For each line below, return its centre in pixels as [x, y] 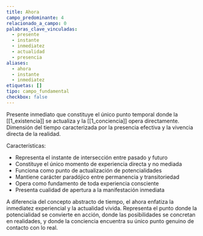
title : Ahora [23, 12]
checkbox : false [27, 97]
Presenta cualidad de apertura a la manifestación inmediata [90, 190]
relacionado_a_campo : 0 [37, 23]
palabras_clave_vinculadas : [42, 29]
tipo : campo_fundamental [38, 91]
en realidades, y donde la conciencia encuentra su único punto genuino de [100, 221]
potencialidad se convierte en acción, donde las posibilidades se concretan [101, 215]
